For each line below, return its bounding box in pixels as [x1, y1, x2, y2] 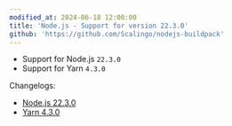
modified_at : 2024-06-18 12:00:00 [9, 12, 138, 22]
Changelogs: [9, 81, 56, 91]
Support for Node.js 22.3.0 [21, 54, 122, 65]
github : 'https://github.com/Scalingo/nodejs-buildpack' [9, 29, 225, 38]
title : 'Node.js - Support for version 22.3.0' [9, 21, 189, 30]
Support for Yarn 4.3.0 [21, 63, 106, 74]
